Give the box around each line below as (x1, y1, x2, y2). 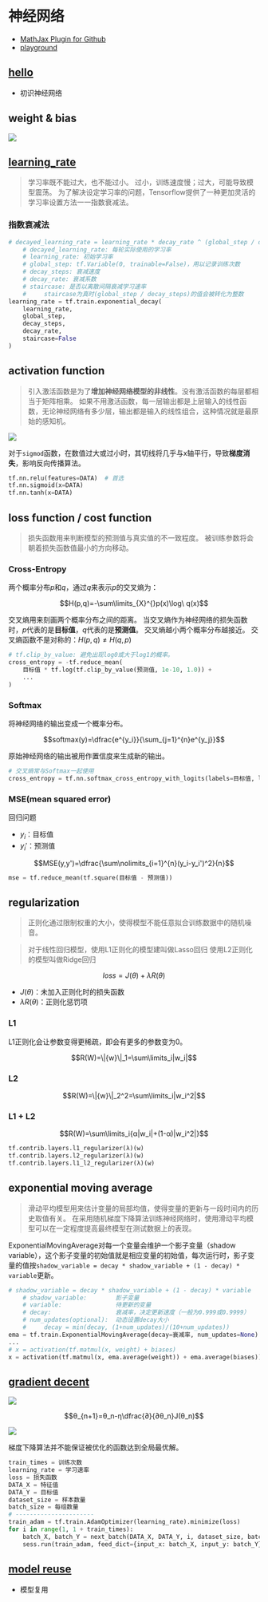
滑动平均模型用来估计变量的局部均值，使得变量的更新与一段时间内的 (27, 1203, 252, 1213)
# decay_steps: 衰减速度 (22, 268, 100, 276)
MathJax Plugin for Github (19, 34, 106, 44)
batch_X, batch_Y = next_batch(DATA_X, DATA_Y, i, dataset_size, (22, 1533, 245, 1541)
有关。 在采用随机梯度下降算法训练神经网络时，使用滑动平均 (49, 1213, 247, 1223)
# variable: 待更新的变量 (22, 1301, 152, 1309)
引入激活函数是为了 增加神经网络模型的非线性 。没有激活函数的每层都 (27, 386, 252, 396)
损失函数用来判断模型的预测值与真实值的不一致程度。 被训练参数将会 (27, 533, 254, 543)
